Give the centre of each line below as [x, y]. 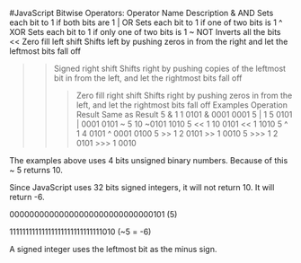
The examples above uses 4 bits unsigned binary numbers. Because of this [149, 160]
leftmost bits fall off [45, 51]
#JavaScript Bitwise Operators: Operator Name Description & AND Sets [142, 13]
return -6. [27, 197]
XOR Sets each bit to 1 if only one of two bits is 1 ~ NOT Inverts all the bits [145, 32]
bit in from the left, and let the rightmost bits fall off [148, 78]
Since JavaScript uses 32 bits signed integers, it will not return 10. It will [142, 187]
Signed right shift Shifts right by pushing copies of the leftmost [169, 68]
